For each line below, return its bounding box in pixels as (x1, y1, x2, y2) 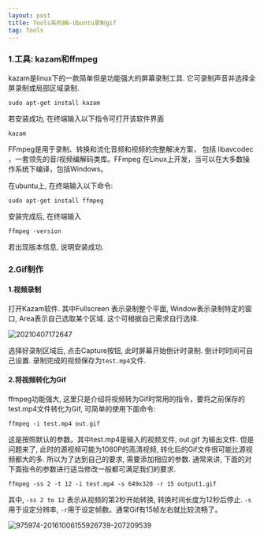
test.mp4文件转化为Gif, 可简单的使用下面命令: (8, 404, 156, 413)
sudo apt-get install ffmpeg (8, 197, 104, 205)
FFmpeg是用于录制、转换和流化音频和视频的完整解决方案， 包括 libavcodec (8, 144, 254, 154)
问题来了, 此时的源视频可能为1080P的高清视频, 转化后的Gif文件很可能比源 (8, 445, 246, 454)
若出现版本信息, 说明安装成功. (8, 242, 105, 251)
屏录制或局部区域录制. (8, 83, 80, 92)
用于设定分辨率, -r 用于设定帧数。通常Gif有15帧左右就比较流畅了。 (8, 505, 222, 514)
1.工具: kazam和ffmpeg (8, 54, 99, 65)
